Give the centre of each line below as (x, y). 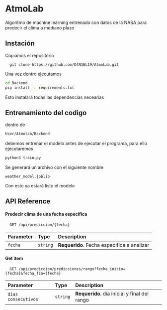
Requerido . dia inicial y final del (112, 294)
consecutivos (23, 299)
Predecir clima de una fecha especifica (46, 214)
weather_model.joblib (28, 177)
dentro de (15, 125)
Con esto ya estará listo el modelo (40, 186)
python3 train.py (23, 158)
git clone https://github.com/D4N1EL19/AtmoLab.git (64, 65)
